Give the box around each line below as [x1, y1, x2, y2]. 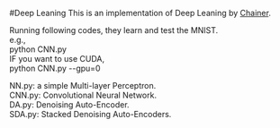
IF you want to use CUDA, [9, 54, 105, 64]
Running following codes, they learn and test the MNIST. [9, 25, 219, 35]
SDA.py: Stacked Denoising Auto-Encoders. [9, 109, 172, 119]
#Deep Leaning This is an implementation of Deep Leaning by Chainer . [9, 8, 272, 18]
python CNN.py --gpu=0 [9, 63, 101, 73]
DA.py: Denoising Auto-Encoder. [9, 99, 130, 110]
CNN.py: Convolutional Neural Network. [9, 90, 158, 100]
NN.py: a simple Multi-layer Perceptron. [9, 81, 157, 90]
